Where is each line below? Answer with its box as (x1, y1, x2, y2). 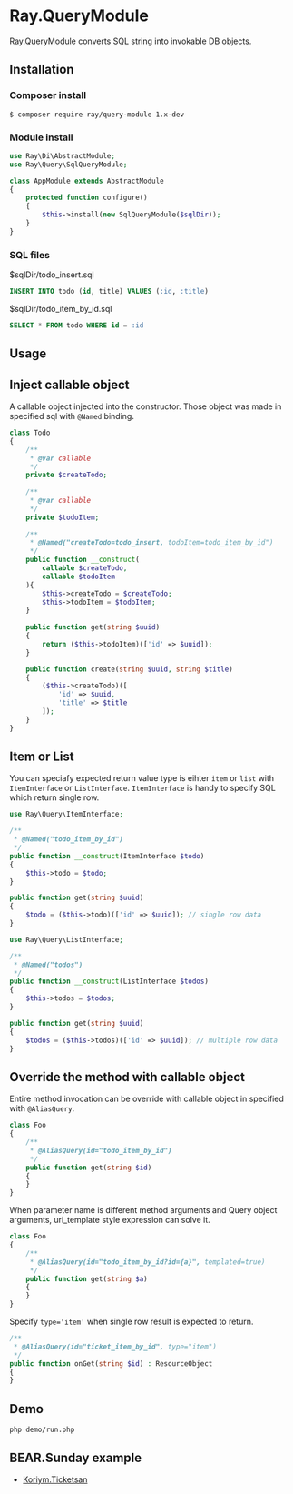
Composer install (9, 89, 87, 102)
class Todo (9, 428, 51, 437)
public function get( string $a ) (25, 1274, 148, 1283)
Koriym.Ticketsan (22, 1474, 88, 1485)
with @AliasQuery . (9, 1103, 75, 1114)
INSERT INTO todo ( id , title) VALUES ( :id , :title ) (9, 287, 209, 296)
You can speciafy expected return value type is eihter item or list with (9, 773, 275, 784)
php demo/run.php (9, 1425, 75, 1435)
